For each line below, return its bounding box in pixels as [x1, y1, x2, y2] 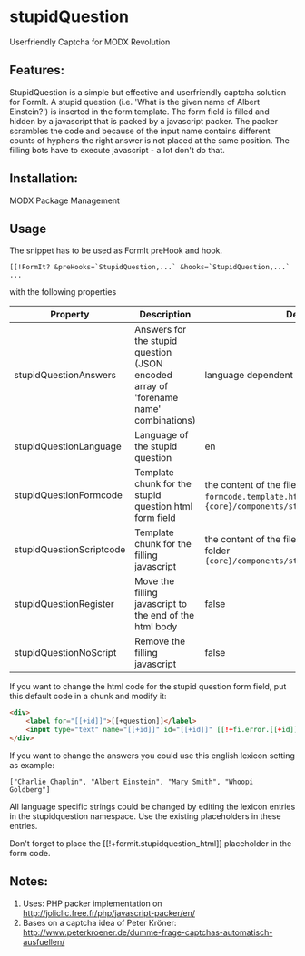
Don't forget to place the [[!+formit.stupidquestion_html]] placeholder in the [9, 837, 292, 849]
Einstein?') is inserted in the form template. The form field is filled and [9, 106, 270, 117]
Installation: [9, 171, 79, 187]
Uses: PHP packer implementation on [22, 898, 162, 909]
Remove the [134, 635, 186, 648]
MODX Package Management [9, 195, 121, 206]
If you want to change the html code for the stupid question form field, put [9, 681, 287, 692]
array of [134, 380, 169, 393]
